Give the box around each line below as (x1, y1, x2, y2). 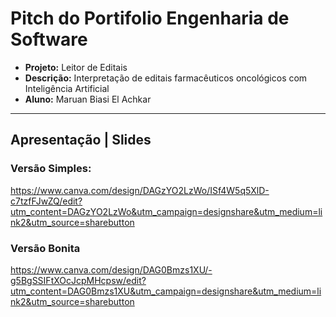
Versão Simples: (10, 162, 92, 176)
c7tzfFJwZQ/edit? (10, 195, 83, 207)
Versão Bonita (10, 241, 81, 255)
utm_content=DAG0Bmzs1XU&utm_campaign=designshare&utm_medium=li (10, 285, 322, 297)
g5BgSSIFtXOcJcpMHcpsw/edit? (10, 274, 147, 286)
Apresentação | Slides (10, 132, 152, 149)
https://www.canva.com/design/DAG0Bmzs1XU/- (10, 263, 213, 276)
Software (10, 28, 88, 51)
